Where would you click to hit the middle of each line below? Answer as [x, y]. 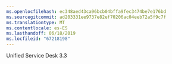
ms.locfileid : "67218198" [38, 39]
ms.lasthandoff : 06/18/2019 [41, 33]
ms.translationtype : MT [36, 22]
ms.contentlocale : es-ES [37, 28]
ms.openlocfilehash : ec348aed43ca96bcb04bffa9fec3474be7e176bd [86, 11]
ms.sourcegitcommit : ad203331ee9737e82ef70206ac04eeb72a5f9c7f [86, 17]
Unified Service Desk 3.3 [37, 55]
